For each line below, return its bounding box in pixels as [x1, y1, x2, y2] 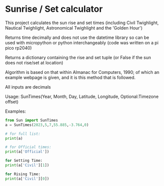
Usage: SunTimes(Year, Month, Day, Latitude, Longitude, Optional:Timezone [5, 93, 159, 99]
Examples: [5, 108, 26, 114]
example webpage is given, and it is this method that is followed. [5, 74, 136, 80]
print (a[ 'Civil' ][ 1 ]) [5, 163, 50, 168]
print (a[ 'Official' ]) [5, 149, 50, 155]
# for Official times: [5, 145, 52, 150]
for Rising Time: [5, 171, 41, 177]
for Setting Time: [5, 158, 43, 163]
